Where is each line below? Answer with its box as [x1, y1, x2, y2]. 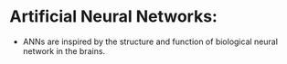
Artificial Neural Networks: [9, 6, 218, 27]
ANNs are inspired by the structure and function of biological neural [22, 36, 279, 47]
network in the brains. [22, 45, 106, 56]
